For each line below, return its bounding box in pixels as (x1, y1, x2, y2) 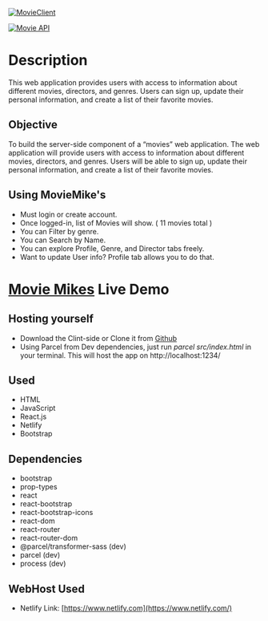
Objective (8, 118, 58, 132)
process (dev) (19, 558, 66, 569)
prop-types (19, 482, 58, 492)
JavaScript (19, 404, 56, 413)
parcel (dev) (19, 550, 61, 560)
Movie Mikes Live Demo (8, 280, 170, 298)
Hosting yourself (8, 312, 94, 326)
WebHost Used (8, 582, 86, 595)
